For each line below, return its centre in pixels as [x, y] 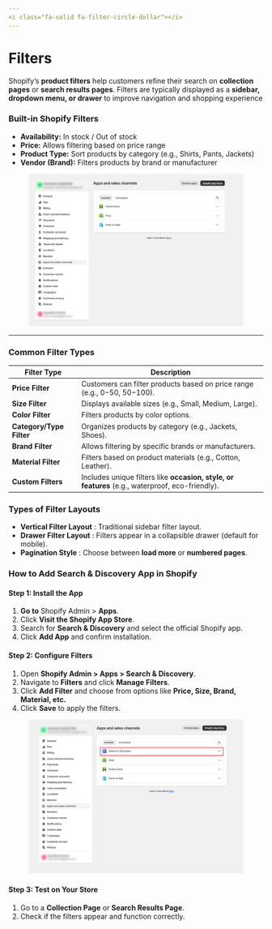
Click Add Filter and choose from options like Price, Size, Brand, [128, 691]
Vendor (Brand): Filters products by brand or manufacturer [119, 162]
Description [171, 372]
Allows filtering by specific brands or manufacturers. [168, 446]
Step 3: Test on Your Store [53, 889]
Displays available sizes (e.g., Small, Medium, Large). [169, 404]
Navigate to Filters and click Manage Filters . [95, 682]
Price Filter [31, 388]
